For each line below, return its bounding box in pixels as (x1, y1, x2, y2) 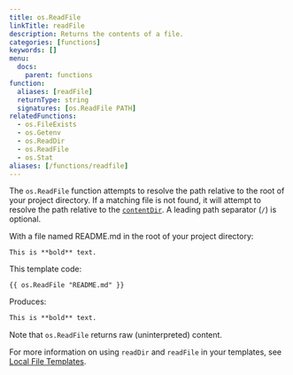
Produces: (9, 296, 47, 307)
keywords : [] (9, 46, 58, 55)
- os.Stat (17, 152, 53, 162)
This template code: (9, 263, 82, 275)
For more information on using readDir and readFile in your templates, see (9, 347, 281, 357)
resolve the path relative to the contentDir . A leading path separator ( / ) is (9, 205, 277, 215)
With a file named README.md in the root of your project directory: (9, 231, 254, 242)
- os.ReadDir (17, 137, 66, 145)
